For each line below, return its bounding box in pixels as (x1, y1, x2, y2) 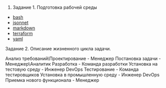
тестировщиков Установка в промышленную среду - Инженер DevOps (5, 72, 160, 78)
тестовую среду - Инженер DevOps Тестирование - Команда (5, 66, 139, 72)
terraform (12, 31, 33, 36)
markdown (12, 25, 36, 31)
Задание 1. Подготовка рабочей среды (12, 5, 97, 10)
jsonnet (12, 20, 29, 25)
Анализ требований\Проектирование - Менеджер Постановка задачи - (5, 55, 161, 62)
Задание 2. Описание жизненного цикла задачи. (5, 46, 111, 51)
